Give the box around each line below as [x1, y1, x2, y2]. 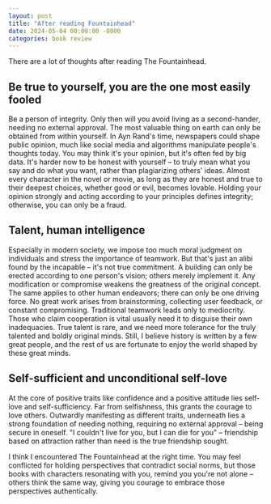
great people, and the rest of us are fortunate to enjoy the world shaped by [8, 339, 257, 349]
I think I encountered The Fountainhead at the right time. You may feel [8, 451, 241, 461]
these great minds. [8, 348, 71, 358]
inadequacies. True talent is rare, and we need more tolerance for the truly [8, 322, 256, 332]
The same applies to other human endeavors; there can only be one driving [8, 288, 260, 298]
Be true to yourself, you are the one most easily [8, 80, 251, 94]
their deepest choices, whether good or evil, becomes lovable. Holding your [8, 183, 261, 193]
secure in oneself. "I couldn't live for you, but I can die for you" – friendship [8, 427, 259, 437]
